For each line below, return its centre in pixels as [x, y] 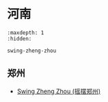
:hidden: [19, 38]
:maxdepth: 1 [26, 33]
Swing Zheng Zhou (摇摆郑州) [59, 91]
